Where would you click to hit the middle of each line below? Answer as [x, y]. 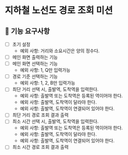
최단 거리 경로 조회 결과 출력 [40, 115]
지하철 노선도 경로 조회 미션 [59, 11]
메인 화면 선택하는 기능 [35, 64]
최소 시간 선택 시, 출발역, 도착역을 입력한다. [55, 122]
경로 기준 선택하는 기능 [35, 76]
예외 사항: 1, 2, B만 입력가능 [48, 83]
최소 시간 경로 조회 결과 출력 [40, 147]
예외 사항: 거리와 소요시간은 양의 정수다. [60, 51]
